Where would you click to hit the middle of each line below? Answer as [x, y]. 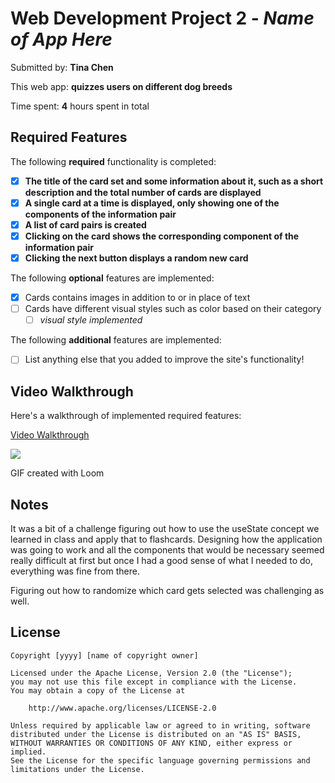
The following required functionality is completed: [113, 161]
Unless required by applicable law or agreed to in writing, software [160, 725]
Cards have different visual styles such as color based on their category [173, 309]
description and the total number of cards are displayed [143, 192]
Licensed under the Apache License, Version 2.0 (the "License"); [151, 673]
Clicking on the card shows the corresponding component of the [162, 236]
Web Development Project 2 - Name [162, 18]
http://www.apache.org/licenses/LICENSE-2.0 [122, 708]
